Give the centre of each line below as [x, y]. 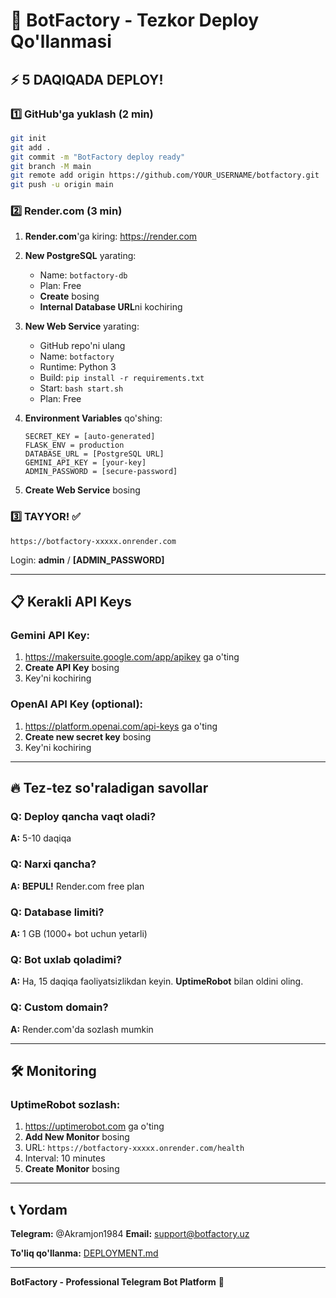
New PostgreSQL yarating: [80, 256]
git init [28, 138]
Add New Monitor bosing [77, 1137]
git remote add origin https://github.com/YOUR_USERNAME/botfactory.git [165, 175]
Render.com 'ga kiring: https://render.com [111, 236]
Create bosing [69, 296]
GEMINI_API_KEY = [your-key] [85, 463]
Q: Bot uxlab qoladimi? [66, 959]
